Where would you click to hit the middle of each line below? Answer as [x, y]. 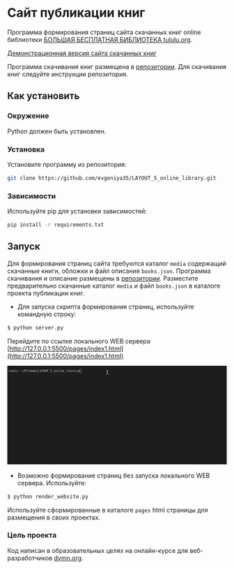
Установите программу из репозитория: [67, 164]
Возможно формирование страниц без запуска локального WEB [114, 475]
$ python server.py [36, 327]
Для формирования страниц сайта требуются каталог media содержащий [117, 263]
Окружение [28, 116]
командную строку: [47, 314]
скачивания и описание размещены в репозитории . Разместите [103, 278]
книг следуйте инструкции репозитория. [68, 74]
